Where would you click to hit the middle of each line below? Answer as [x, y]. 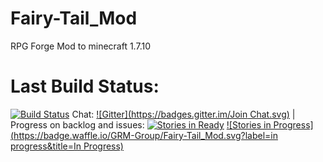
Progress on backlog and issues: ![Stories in [141, 124]
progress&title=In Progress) [67, 146]
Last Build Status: [85, 86]
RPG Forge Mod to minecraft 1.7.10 [80, 46]
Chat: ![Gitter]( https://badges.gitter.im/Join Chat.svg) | [183, 114]
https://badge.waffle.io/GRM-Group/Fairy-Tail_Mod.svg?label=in [145, 135]
